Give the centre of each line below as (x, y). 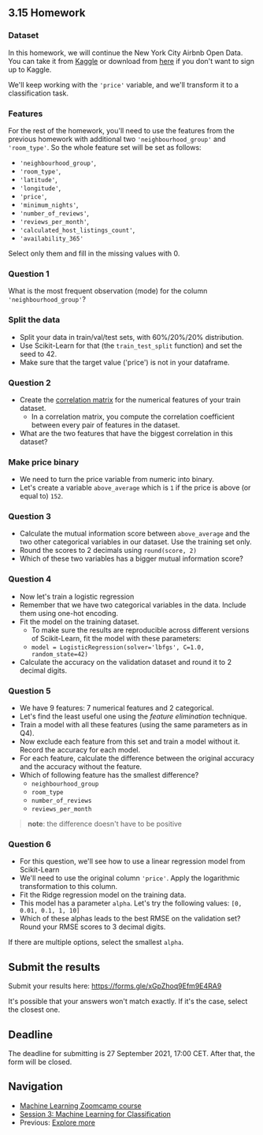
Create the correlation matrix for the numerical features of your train (130, 399)
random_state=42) (60, 654)
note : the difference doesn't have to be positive (105, 824)
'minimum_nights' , (49, 204)
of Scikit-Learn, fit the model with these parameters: (116, 638)
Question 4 (30, 579)
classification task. (39, 93)
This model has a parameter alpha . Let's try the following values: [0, (131, 903)
